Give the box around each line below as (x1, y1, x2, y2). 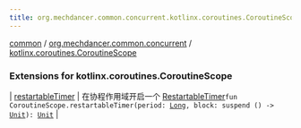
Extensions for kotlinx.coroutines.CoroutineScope (9, 69, 233, 81)
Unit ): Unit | (9, 108, 59, 119)
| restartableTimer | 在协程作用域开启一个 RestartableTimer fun (9, 90, 237, 101)
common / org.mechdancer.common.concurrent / (9, 38, 193, 48)
